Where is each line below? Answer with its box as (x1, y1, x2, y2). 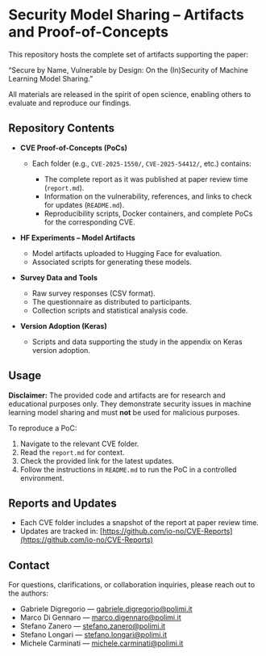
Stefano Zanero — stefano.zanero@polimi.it (19, 621, 166, 631)
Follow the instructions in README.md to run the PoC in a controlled (19, 465, 237, 474)
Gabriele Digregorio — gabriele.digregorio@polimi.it (19, 604, 193, 614)
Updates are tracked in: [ (19, 527, 103, 536)
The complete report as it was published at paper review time (44, 174, 248, 183)
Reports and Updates (8, 496, 117, 510)
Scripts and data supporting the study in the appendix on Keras (31, 337, 243, 347)
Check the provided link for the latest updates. (19, 456, 175, 465)
